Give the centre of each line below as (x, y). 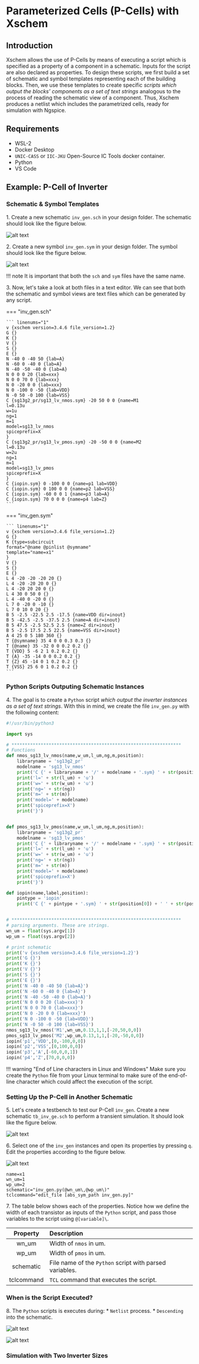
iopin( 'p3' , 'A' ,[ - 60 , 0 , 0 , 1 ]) (42, 1052)
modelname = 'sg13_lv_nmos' (51, 767)
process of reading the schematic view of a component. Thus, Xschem (93, 97)
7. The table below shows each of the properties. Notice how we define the (98, 1206)
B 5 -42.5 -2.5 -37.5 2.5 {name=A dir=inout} (63, 620)
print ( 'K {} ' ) (24, 964)
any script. (19, 300)
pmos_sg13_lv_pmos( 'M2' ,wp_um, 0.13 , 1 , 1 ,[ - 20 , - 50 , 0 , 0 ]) (75, 1035)
